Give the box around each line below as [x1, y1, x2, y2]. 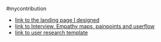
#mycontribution [6, 5, 47, 12]
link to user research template [14, 29, 88, 36]
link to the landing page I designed [14, 17, 100, 23]
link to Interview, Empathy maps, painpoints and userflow [14, 23, 155, 30]
